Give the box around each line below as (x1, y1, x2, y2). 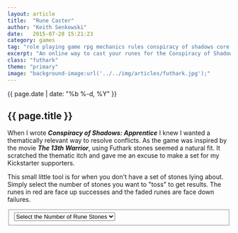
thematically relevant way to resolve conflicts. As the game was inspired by (7, 136, 227, 145)
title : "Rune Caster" (7, 17, 74, 24)
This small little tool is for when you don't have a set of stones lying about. (7, 173, 224, 181)
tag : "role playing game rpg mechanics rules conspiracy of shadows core (7, 43, 230, 50)
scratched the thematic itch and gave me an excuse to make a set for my (7, 151, 220, 160)
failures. (7, 195, 31, 204)
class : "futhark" (7, 57, 59, 64)
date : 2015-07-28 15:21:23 (7, 30, 93, 38)
